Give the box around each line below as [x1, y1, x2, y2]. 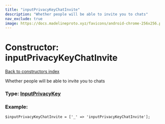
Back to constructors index [5, 69, 60, 74]
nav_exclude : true [5, 16, 43, 21]
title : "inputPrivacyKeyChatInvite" [5, 7, 80, 12]
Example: [5, 103, 28, 110]
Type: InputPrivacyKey [5, 90, 61, 97]
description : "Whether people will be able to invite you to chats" [5, 12, 148, 17]
